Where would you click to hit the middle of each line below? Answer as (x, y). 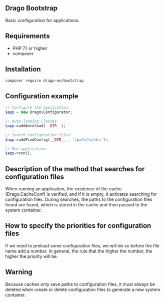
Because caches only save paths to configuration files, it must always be (80, 284)
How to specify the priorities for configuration (78, 226)
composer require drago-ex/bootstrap (44, 81)
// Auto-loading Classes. (32, 121)
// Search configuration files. (39, 135)
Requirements (27, 36)
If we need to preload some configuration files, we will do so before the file (82, 245)
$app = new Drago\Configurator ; (39, 112)
